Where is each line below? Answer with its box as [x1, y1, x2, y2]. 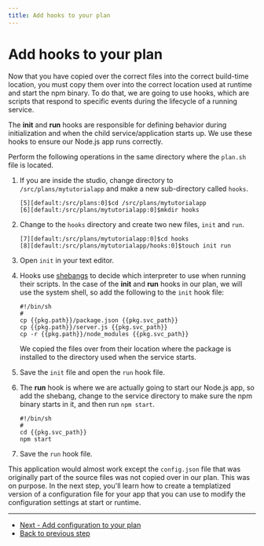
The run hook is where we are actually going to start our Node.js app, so [19, 383, 255, 392]
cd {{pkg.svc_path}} [19, 428, 87, 436]
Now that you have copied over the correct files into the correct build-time [8, 71, 249, 81]
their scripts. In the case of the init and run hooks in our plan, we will [19, 279, 243, 288]
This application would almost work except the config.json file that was [8, 464, 241, 474]
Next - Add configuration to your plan [19, 520, 141, 530]
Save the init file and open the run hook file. [19, 367, 165, 377]
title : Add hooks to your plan [8, 11, 111, 20]
